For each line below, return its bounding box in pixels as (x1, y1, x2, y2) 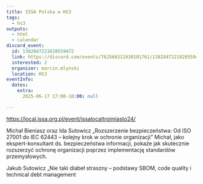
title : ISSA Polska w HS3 (6, 8, 71, 15)
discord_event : (6, 43, 45, 49)
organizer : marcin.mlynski (11, 65, 80, 71)
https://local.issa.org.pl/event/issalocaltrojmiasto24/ (6, 115, 136, 122)
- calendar (11, 37, 39, 43)
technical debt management (6, 171, 76, 178)
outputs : (6, 25, 28, 32)
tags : (6, 15, 20, 21)
